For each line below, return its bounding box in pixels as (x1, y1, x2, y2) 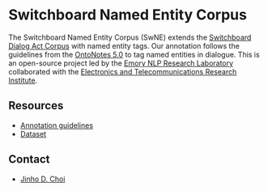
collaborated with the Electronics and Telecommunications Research (8, 66, 237, 76)
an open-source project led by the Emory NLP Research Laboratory (8, 58, 233, 68)
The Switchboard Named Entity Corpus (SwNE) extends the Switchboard (8, 32, 252, 42)
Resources (8, 99, 64, 112)
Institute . (8, 75, 38, 85)
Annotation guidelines (19, 120, 94, 130)
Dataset (19, 129, 47, 138)
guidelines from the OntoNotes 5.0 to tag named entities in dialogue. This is (8, 49, 261, 59)
